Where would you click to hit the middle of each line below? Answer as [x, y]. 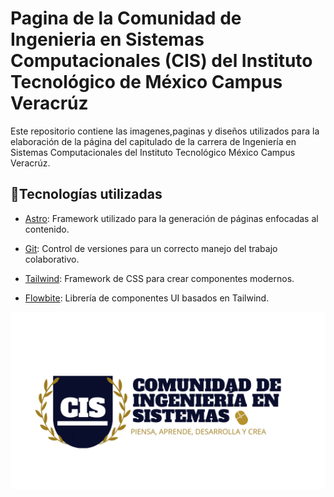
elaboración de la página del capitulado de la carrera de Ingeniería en [153, 141]
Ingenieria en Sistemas [107, 39]
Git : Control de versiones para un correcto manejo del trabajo [151, 248]
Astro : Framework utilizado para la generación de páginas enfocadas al [171, 218]
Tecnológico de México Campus [146, 82]
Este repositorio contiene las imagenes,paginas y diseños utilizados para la [165, 131]
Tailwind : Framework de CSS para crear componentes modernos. [159, 278]
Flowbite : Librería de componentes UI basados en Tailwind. [147, 298]
